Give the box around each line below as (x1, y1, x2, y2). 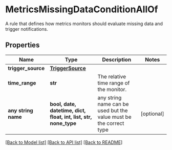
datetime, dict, (50, 106, 86, 114)
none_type (50, 119, 77, 126)
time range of (97, 79, 130, 87)
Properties (5, 41, 40, 50)
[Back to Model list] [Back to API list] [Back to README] (5, 139, 123, 145)
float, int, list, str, (50, 113, 92, 120)
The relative (97, 73, 126, 80)
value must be (97, 113, 132, 120)
